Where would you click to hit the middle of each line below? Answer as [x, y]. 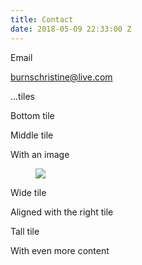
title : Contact [42, 19]
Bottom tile [32, 115]
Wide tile [28, 192]
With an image [40, 154]
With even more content [60, 250]
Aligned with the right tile [62, 212]
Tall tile [25, 231]
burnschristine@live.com [61, 77]
